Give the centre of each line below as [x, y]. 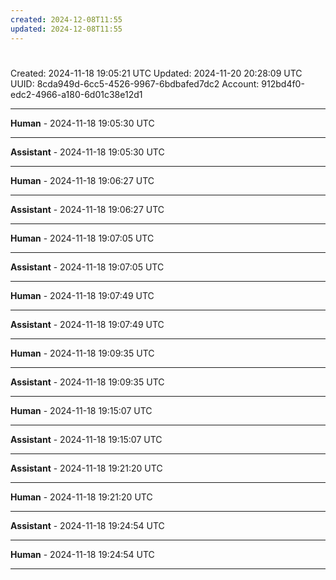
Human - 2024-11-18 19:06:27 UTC [82, 180]
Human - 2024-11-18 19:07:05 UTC [82, 238]
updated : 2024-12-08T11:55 [66, 29]
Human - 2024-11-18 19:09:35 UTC [82, 353]
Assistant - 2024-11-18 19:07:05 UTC [87, 267]
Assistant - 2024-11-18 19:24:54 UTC [87, 525]
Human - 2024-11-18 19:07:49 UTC [82, 295]
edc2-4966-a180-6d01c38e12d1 [76, 94]
